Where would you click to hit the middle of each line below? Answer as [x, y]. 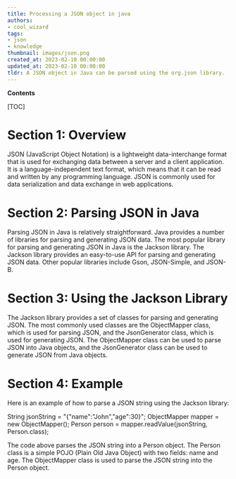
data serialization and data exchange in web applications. [91, 185]
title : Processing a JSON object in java [69, 14]
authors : [20, 20]
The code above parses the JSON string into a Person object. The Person [114, 445]
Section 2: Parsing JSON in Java [103, 213]
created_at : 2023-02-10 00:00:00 [56, 60]
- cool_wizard [28, 27]
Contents [21, 93]
